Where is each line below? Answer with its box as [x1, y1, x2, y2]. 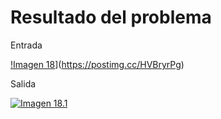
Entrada [10, 39, 43, 51]
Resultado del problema [10, 6, 212, 29]
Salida [10, 77, 37, 90]
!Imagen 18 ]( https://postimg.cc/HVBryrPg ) [10, 58, 185, 70]
